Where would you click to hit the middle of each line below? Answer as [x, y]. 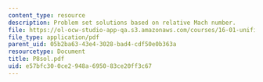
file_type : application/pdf [54, 37]
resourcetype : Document [47, 52]
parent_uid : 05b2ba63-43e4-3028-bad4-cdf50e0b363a [92, 45]
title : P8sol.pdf [36, 59]
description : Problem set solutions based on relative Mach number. [122, 23]
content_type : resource [47, 15]
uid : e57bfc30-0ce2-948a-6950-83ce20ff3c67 [80, 66]
